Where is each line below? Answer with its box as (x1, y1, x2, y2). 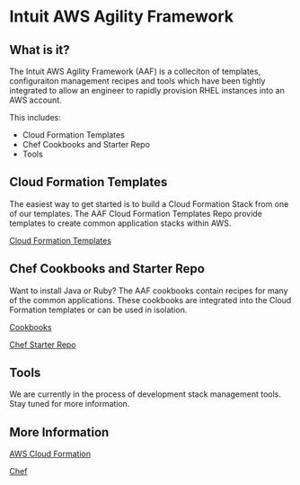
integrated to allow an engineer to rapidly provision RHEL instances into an (9, 85, 285, 95)
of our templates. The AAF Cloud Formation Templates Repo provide (9, 208, 263, 219)
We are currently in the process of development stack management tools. (9, 389, 281, 400)
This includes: (9, 112, 61, 122)
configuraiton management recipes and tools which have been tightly (9, 76, 266, 86)
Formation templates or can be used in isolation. (9, 304, 188, 315)
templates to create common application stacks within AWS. (9, 218, 232, 229)
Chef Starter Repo (9, 339, 76, 350)
